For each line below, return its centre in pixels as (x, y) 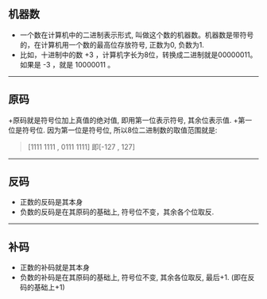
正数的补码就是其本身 (54, 267)
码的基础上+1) (42, 287)
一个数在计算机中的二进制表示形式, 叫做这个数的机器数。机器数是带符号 (137, 35)
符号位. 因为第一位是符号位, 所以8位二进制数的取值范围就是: (120, 130)
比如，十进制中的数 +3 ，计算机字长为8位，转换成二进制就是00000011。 (138, 55)
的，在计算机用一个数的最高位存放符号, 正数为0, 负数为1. (112, 44)
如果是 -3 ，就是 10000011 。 (67, 64)
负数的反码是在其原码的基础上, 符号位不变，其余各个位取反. (117, 212)
